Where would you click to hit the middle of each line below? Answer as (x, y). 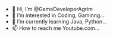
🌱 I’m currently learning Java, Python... (59, 21)
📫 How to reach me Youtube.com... (56, 28)
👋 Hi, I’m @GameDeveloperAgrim (52, 9)
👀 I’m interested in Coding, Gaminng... (58, 15)
